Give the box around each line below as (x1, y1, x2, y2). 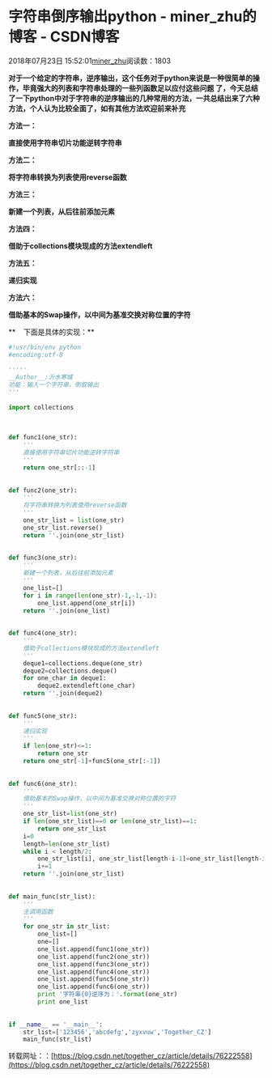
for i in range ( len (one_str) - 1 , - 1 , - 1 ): (23, 592, 158, 600)
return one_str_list (37, 825, 107, 833)
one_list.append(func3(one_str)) (37, 960, 151, 968)
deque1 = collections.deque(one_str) (23, 659, 143, 668)
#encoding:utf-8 (8, 350, 63, 359)
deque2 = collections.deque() (23, 667, 117, 675)
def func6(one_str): (8, 779, 79, 787)
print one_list (37, 998, 89, 1006)
